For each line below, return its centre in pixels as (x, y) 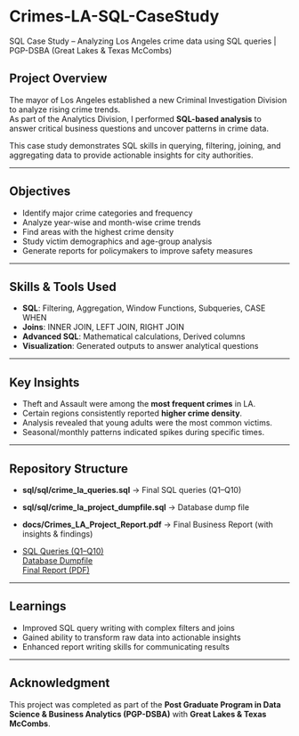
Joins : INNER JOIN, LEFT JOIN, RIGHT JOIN (103, 328)
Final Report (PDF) (56, 570)
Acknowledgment (60, 683)
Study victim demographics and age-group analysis (117, 241)
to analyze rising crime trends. (65, 109)
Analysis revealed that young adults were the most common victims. (147, 423)
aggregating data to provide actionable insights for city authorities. (131, 155)
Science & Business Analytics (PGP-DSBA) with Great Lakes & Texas (138, 714)
